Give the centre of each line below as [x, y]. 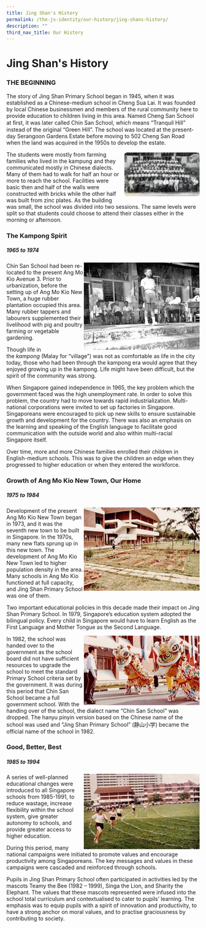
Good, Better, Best [34, 747]
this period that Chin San [38, 691]
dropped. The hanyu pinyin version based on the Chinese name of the [95, 717]
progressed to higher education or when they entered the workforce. [93, 464]
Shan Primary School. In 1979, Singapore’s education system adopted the [99, 614]
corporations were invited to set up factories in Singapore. [101, 407]
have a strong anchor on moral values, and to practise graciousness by [96, 912]
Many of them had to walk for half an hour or [63, 174]
